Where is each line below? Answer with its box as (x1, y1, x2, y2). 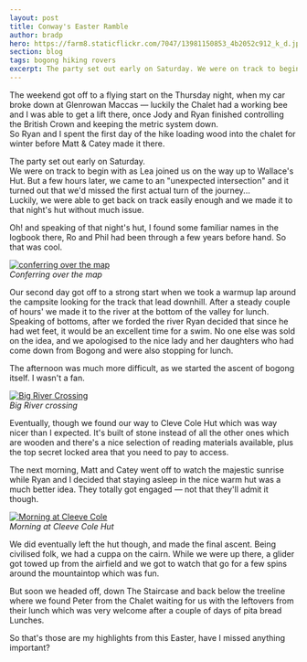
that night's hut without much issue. (9, 204, 144, 215)
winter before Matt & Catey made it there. (9, 138, 165, 149)
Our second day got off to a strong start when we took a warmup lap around (9, 286, 297, 297)
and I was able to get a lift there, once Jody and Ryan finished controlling (9, 109, 285, 120)
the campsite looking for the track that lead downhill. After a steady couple (9, 296, 291, 307)
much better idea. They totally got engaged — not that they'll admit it (9, 484, 270, 495)
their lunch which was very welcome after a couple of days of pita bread (9, 604, 282, 615)
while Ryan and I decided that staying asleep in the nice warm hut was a (9, 474, 281, 485)
